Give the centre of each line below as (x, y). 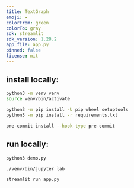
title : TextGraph (28, 12)
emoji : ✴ (17, 17)
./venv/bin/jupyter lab (36, 169)
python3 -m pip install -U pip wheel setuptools (67, 110)
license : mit (22, 56)
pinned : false (24, 50)
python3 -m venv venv (33, 93)
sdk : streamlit (25, 34)
